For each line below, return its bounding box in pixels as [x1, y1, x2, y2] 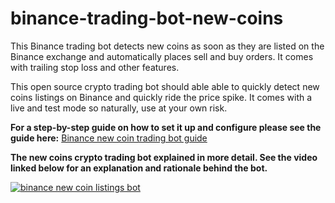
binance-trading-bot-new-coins [10, 7, 284, 30]
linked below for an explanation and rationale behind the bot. [10, 162, 268, 174]
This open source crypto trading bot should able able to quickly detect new [10, 80, 320, 92]
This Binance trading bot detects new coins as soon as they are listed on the [10, 40, 325, 52]
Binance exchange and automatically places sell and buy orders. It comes [10, 50, 314, 62]
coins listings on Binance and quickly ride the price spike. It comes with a [10, 91, 313, 103]
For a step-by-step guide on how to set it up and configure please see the [10, 121, 322, 133]
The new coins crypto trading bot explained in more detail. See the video [10, 151, 318, 163]
